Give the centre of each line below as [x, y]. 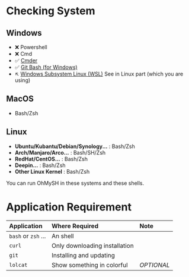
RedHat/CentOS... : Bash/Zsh [51, 159]
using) [23, 80]
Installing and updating [83, 255]
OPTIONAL [155, 265]
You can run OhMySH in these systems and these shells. [75, 183]
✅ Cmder [26, 60]
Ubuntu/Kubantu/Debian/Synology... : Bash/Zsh [75, 146]
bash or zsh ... [28, 236]
